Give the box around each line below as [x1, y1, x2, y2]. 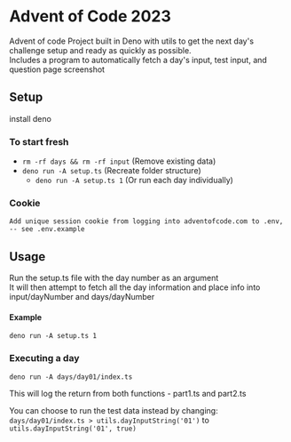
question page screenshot [9, 64, 105, 75]
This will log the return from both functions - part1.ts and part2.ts [9, 388, 247, 398]
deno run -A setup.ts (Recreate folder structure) [21, 165, 201, 176]
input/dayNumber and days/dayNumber [9, 292, 155, 302]
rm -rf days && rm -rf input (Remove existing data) [21, 156, 216, 166]
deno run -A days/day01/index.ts [9, 372, 133, 382]
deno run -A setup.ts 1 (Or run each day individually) [35, 175, 233, 186]
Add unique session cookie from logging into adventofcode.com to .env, [9, 217, 284, 226]
